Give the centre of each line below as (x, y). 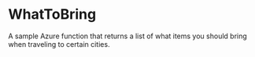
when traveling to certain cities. (59, 44)
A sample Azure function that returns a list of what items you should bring (128, 36)
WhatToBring (52, 14)
